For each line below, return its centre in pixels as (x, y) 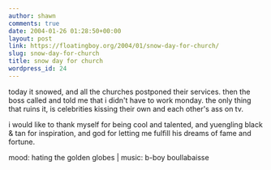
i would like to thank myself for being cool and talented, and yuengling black (136, 124)
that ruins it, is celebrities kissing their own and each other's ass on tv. (126, 108)
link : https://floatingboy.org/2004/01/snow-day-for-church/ (114, 46)
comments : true (34, 23)
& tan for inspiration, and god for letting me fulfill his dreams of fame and (130, 133)
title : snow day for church (56, 62)
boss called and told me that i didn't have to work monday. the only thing (130, 100)
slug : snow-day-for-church (54, 53)
